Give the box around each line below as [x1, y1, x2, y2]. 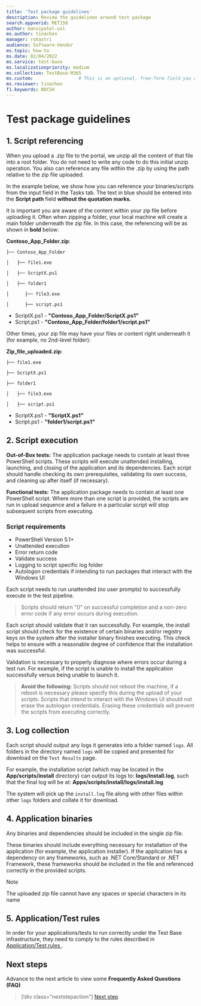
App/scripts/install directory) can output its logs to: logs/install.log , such [6, 772, 189, 779]
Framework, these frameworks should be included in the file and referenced [6, 860, 194, 867]
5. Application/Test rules [6, 913, 100, 923]
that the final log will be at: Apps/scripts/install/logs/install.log [6, 778, 163, 785]
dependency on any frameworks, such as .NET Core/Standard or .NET [6, 853, 179, 861]
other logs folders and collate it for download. [6, 796, 119, 803]
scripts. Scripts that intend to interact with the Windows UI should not [20, 695, 193, 703]
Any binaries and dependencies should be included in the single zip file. [6, 830, 184, 837]
